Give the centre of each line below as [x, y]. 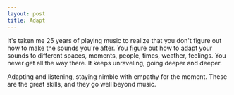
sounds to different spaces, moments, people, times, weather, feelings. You [117, 55]
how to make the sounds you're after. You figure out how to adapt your [110, 48]
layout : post [26, 14]
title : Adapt [26, 20]
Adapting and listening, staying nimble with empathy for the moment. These [117, 76]
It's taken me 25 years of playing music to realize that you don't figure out [115, 40]
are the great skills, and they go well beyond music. [82, 84]
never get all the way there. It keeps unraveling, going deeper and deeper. [115, 63]
